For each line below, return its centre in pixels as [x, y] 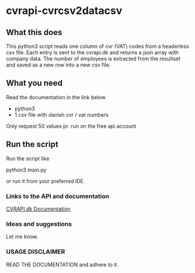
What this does [34, 32]
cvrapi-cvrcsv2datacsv [64, 11]
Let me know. [22, 237]
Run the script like [28, 158]
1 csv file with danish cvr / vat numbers [62, 114]
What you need [34, 83]
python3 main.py [26, 170]
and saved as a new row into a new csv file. [58, 65]
